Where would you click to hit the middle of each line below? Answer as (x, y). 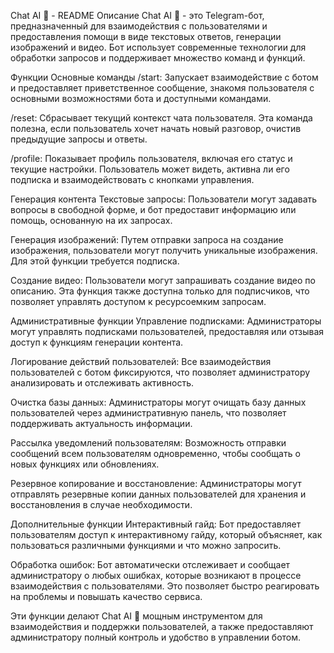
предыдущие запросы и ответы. (79, 139)
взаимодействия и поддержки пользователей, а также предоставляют (162, 626)
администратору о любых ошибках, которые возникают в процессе (156, 575)
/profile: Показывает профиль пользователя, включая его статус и (151, 158)
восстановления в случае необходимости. (101, 504)
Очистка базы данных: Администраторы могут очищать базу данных (158, 402)
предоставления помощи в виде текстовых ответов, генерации (146, 36)
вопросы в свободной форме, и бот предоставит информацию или (153, 209)
